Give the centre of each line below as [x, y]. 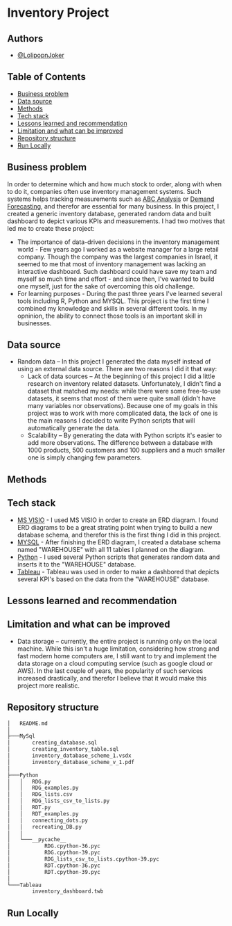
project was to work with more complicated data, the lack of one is [123, 413]
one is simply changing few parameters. [84, 457]
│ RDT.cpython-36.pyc [54, 866]
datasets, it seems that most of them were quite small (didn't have [122, 398]
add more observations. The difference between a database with [120, 443]
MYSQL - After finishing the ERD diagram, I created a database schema [119, 542]
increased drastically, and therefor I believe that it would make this [112, 678]
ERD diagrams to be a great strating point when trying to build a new [115, 527]
